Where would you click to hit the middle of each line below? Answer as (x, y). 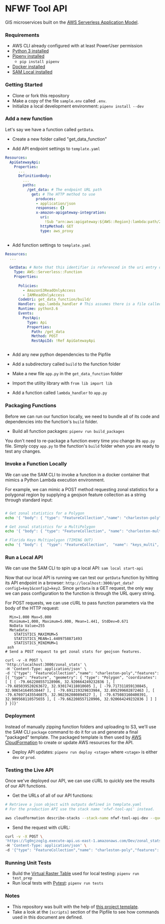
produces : (46, 199)
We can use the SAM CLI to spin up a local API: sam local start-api (74, 568)
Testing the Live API (29, 770)
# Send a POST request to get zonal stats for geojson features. (73, 652)
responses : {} (50, 208)
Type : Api (37, 322)
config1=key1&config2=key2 (33, 589)
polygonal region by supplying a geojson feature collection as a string (76, 495)
